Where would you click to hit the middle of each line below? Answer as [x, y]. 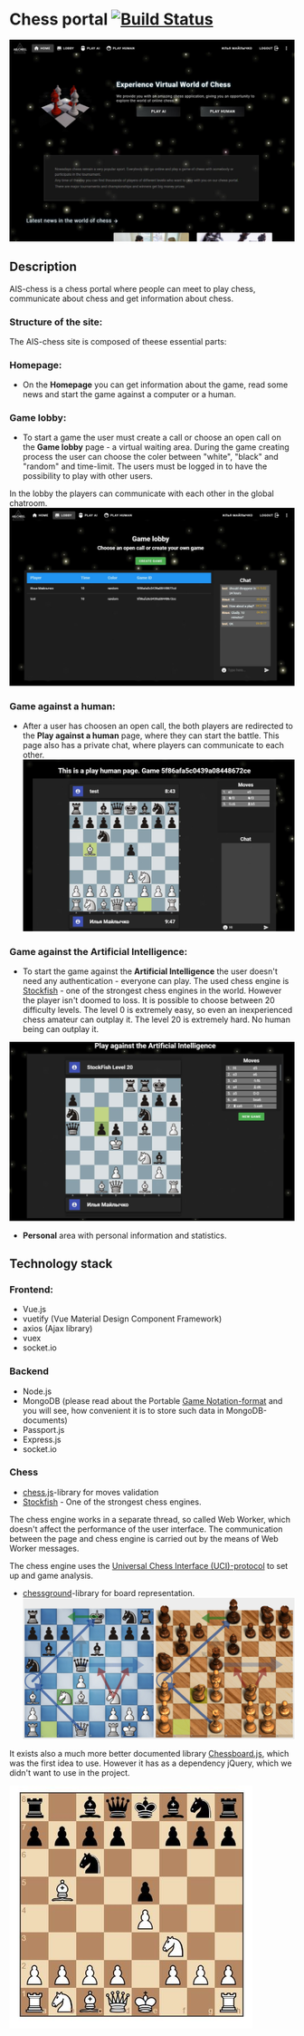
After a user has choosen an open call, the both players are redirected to [158, 726]
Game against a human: [62, 706]
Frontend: [32, 1290]
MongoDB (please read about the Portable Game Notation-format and [152, 1400]
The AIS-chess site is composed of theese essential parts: [118, 341]
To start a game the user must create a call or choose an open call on [152, 438]
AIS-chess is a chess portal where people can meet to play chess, [133, 288]
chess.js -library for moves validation [90, 1492]
